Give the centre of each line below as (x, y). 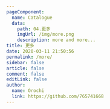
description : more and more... (57, 40)
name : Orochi (28, 91)
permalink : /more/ (29, 57)
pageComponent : (25, 12)
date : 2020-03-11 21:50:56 (40, 51)
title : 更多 (20, 46)
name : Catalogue (32, 18)
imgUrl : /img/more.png (46, 35)
